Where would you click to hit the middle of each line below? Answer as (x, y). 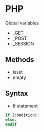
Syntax (17, 94)
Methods (20, 60)
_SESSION (23, 43)
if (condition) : (22, 115)
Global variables (22, 23)
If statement (25, 106)
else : (11, 120)
